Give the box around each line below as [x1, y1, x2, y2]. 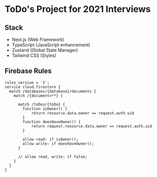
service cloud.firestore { [4, 84, 61, 89]
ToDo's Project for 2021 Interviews [4, 3, 151, 15]
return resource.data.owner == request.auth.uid [31, 111, 135, 116]
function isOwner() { [22, 106, 68, 111]
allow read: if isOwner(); [22, 137, 79, 142]
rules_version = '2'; [4, 80, 50, 85]
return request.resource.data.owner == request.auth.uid [31, 124, 153, 129]
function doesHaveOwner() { [22, 119, 81, 124]
